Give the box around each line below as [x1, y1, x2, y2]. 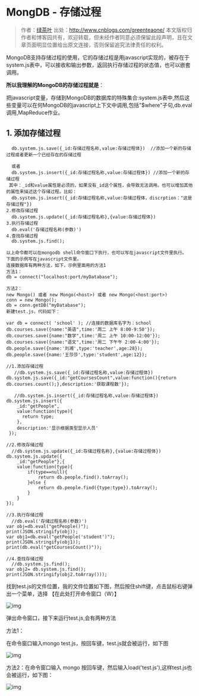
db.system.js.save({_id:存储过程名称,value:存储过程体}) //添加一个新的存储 [11, 145, 191, 151]
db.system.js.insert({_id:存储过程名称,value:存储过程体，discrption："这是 [11, 195, 192, 201]
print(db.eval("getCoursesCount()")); [6, 544, 102, 550]
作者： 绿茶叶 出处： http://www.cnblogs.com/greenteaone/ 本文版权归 [20, 26, 192, 33]
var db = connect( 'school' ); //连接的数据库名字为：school [6, 320, 151, 326]
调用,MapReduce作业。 [6, 108, 64, 116]
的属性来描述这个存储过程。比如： [6, 188, 77, 194]
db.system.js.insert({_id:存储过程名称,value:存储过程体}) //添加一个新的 [11, 169, 185, 176]
